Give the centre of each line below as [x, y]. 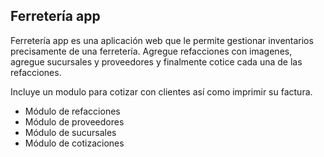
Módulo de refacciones [72, 111]
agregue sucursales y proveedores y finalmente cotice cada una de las [156, 61]
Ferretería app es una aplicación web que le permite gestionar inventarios [162, 40]
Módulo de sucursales [70, 132]
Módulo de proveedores [74, 121]
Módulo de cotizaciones [74, 143]
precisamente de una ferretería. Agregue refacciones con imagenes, [151, 51]
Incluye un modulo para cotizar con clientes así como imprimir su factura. [161, 91]
